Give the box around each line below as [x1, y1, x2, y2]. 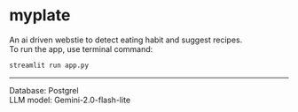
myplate [9, 5, 71, 26]
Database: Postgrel [9, 85, 79, 95]
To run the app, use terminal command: [9, 43, 153, 54]
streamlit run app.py [9, 61, 90, 70]
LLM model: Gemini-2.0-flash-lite [9, 94, 131, 105]
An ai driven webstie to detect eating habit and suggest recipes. [9, 34, 243, 45]
